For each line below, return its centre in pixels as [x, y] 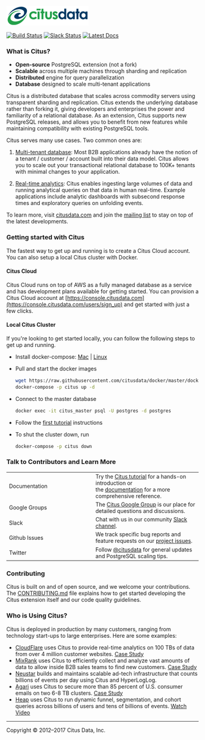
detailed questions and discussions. [140, 510]
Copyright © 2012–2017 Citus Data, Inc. [56, 730]
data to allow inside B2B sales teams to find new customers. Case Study [106, 667]
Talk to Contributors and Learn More [61, 462]
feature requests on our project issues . [144, 541]
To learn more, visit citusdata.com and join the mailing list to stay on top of [100, 215]
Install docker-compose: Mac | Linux [61, 357]
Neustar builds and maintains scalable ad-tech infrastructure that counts [106, 673]
